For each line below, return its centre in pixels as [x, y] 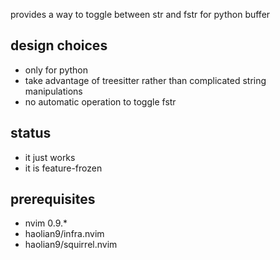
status [31, 133]
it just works [50, 157]
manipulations [53, 91]
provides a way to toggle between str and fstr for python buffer [140, 14]
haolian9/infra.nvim [64, 234]
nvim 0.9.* [46, 223]
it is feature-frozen [63, 168]
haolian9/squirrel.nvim [71, 245]
